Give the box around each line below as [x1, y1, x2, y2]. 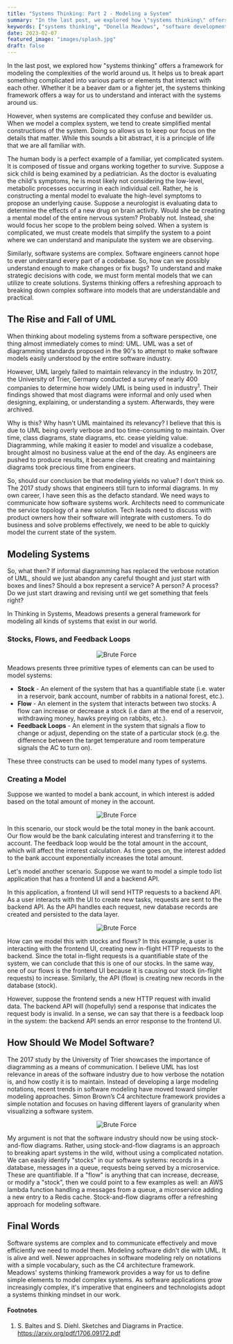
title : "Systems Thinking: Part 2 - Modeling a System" [7, 10, 172, 17]
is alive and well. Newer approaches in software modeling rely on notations [7, 1253, 222, 1261]
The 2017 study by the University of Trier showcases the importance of [7, 1055, 210, 1064]
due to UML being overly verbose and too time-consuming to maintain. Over [7, 426, 225, 434]
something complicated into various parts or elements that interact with [7, 76, 212, 84]
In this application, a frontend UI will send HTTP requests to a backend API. [7, 887, 222, 896]
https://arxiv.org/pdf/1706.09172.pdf [17, 1329, 121, 1337]
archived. [7, 405, 34, 414]
